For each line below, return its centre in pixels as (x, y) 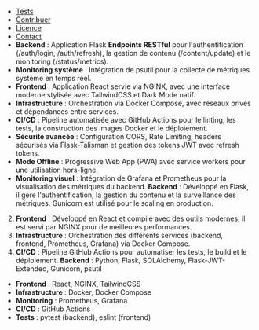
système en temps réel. (53, 78)
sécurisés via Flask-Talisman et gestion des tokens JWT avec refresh (127, 145)
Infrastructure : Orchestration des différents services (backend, (119, 235)
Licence (28, 28)
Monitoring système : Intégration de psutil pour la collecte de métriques (132, 70)
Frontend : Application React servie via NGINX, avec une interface (122, 86)
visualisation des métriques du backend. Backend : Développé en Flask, (132, 187)
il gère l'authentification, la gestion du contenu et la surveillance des (126, 195)
